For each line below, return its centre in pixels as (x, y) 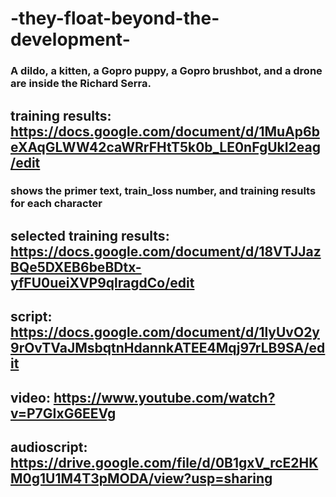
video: (30, 397)
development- (70, 39)
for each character (56, 204)
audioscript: (49, 447)
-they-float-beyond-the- (115, 18)
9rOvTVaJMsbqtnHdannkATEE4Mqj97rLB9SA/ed (168, 348)
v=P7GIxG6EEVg (63, 413)
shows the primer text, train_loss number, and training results (163, 191)
